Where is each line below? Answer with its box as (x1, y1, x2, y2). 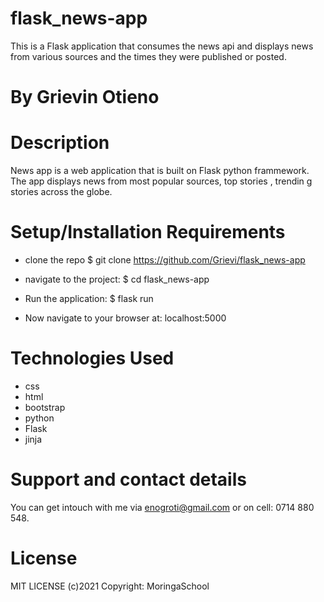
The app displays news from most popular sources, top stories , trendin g (10, 175, 313, 187)
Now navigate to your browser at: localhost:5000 (24, 312, 227, 324)
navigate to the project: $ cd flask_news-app (24, 273, 210, 285)
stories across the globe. (10, 186, 113, 198)
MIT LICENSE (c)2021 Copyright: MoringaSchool (10, 580, 210, 592)
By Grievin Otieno (10, 86, 160, 109)
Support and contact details (10, 468, 247, 491)
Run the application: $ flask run (24, 293, 154, 304)
